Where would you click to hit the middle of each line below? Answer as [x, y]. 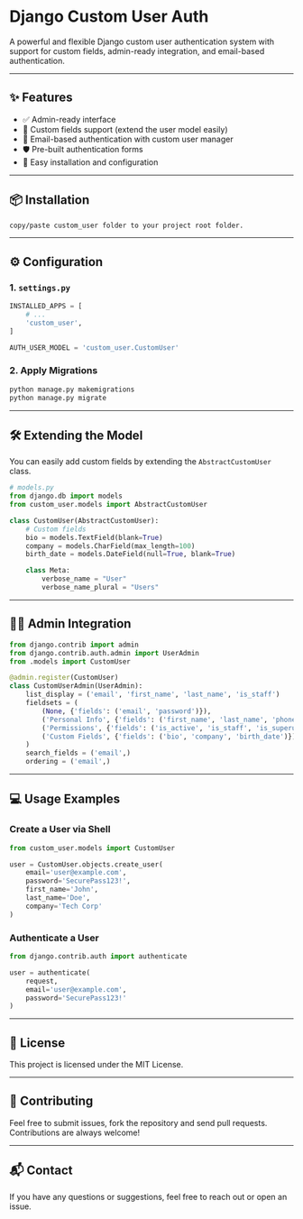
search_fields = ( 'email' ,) [78, 753]
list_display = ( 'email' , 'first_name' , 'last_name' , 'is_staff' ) [153, 695]
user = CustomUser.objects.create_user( [87, 864]
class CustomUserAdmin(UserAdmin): [76, 686]
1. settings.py [40, 288]
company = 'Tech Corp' [64, 906]
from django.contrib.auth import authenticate [98, 957]
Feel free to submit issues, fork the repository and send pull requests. [138, 1123]
